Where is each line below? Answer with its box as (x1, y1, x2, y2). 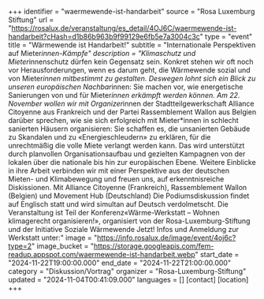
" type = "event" (199, 32, 253, 41)
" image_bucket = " (31, 241, 95, 251)
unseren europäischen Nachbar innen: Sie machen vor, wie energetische (8, 82, 244, 92)
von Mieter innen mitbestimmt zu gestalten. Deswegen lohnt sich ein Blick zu (8, 74, 256, 83)
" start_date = (195, 250, 240, 259)
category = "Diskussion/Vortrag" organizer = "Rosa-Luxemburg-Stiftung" (8, 267, 247, 275)
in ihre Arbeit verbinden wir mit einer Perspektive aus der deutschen (8, 166, 230, 175)
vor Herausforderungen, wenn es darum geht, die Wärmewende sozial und (8, 65, 251, 74)
